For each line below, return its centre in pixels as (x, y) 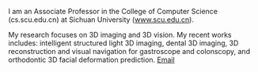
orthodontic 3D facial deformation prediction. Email (92, 59)
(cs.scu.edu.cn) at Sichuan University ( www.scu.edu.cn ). (101, 20)
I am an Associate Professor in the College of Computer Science (113, 11)
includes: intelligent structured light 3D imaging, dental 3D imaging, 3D (123, 43)
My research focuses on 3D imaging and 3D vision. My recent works (120, 35)
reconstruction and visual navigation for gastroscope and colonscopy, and (129, 51)
